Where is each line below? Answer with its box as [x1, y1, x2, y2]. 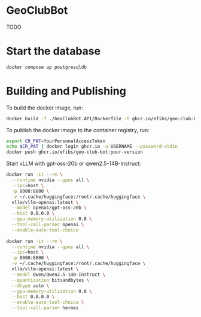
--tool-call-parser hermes [11, 305, 79, 311]
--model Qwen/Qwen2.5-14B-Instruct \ [11, 272, 106, 278]
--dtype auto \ [11, 282, 50, 289]
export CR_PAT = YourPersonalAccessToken [6, 138, 106, 144]
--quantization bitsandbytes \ [11, 277, 90, 283]
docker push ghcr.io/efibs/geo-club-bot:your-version [6, 149, 144, 156]
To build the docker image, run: [6, 104, 84, 111]
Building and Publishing [6, 84, 127, 97]
